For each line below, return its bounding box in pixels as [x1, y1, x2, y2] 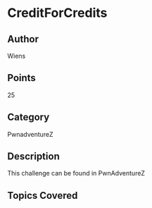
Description [7, 150, 60, 163]
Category [7, 111, 50, 123]
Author [7, 33, 39, 45]
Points [7, 72, 37, 84]
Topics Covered [7, 189, 78, 202]
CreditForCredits [7, 5, 108, 21]
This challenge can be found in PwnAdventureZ [7, 169, 146, 178]
